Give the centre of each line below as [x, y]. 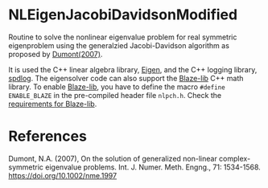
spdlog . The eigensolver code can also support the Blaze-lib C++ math [126, 78]
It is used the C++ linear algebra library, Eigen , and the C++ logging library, [133, 69]
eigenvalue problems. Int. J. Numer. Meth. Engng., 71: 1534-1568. [153, 167]
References [47, 136]
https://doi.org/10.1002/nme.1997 [63, 175]
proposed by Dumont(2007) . [56, 54]
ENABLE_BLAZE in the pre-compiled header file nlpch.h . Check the [115, 95]
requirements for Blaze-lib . [53, 104]
